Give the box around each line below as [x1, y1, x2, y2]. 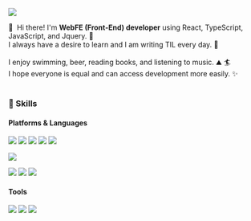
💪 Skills [8, 97, 38, 108]
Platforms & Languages [8, 117, 88, 128]
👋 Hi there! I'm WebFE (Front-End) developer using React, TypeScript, [8, 23, 244, 32]
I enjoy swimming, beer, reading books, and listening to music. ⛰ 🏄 [8, 57, 231, 67]
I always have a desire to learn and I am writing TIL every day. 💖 [8, 40, 219, 49]
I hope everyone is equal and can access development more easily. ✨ [8, 69, 238, 78]
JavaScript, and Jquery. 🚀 [8, 31, 94, 40]
